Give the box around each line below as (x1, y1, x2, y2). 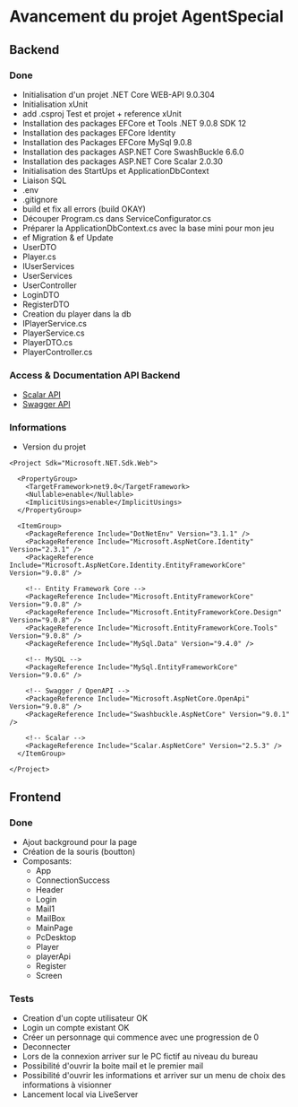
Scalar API (21, 389, 61, 400)
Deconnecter (21, 1042, 72, 1052)
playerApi (35, 951, 72, 962)
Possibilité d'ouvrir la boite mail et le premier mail (21, 1060, 204, 1071)
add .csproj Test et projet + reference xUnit (21, 108, 182, 118)
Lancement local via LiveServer (21, 1089, 139, 1100)
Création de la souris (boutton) (21, 846, 136, 858)
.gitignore (21, 194, 58, 205)
